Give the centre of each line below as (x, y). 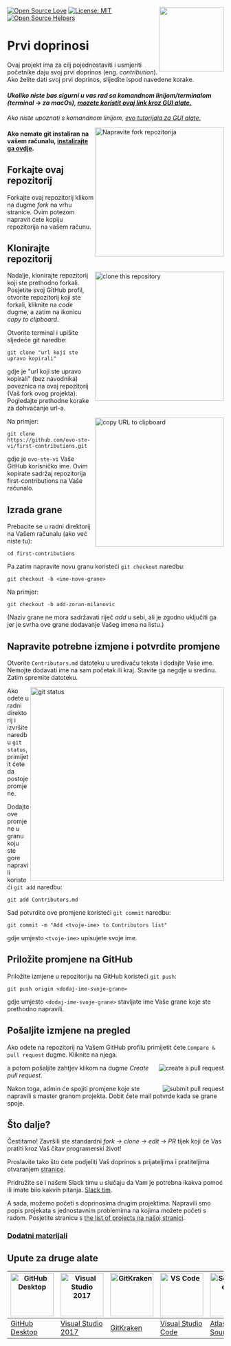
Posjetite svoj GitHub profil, (46, 290)
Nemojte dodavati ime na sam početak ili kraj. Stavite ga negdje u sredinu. (112, 670)
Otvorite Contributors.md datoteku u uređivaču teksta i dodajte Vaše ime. (111, 663)
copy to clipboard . (33, 320)
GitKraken (126, 1328)
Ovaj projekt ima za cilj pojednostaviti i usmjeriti (75, 65)
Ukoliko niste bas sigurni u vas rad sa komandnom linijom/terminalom (109, 95)
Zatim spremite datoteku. (43, 677)
